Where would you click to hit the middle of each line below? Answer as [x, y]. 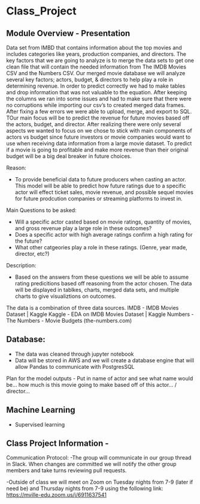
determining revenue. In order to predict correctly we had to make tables [96, 86]
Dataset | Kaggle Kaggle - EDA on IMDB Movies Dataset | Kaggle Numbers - [100, 314]
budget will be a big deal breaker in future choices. [69, 156]
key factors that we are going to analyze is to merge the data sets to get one [100, 60]
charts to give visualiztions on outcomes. [65, 296]
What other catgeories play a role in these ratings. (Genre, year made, [101, 247]
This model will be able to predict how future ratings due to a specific [100, 186]
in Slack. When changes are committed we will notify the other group [91, 464]
